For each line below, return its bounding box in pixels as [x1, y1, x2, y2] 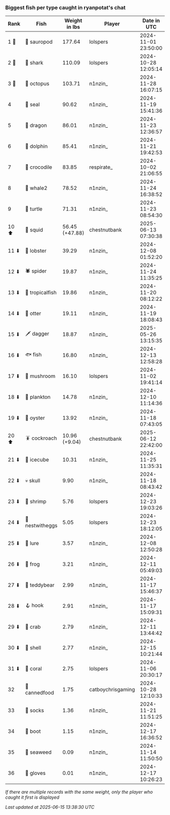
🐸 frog [25, 561, 40, 568]
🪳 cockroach [25, 435, 57, 442]
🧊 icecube [25, 456, 49, 463]
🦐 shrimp [25, 498, 47, 505]
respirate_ [89, 164, 113, 171]
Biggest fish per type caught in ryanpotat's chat [5, 4, 126, 11]
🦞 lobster [25, 247, 47, 254]
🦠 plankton [25, 394, 51, 401]
